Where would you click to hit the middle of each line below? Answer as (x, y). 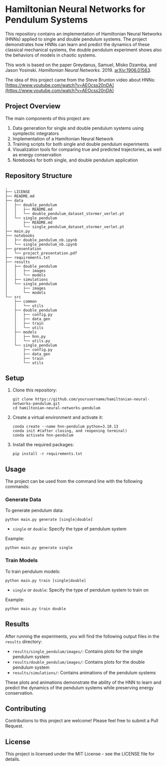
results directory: (24, 641)
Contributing (26, 709)
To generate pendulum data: (34, 510)
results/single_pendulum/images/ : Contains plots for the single (77, 651)
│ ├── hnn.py (30, 336)
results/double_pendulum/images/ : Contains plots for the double (78, 662)
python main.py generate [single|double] (49, 520)
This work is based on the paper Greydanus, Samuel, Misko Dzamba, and (81, 65)
